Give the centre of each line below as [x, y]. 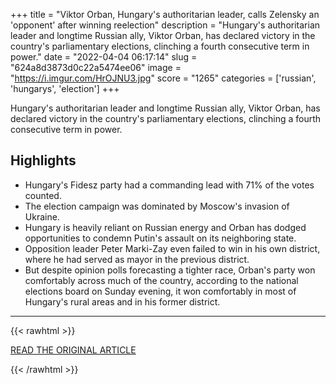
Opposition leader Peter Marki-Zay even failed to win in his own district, [172, 248]
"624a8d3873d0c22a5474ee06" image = [96, 67]
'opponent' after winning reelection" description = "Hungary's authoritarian [165, 25]
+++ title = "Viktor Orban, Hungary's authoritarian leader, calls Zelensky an [165, 14]
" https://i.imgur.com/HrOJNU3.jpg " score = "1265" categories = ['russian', [163, 78]
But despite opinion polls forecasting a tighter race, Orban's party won [170, 270]
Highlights [43, 160]
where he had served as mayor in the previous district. [137, 259]
